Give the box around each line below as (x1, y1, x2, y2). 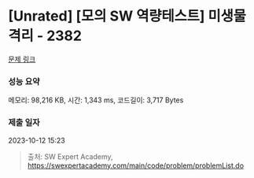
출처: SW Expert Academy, (27, 151, 113, 161)
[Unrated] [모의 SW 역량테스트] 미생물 (8, 7, 246, 25)
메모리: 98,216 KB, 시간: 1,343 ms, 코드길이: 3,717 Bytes (8, 95, 184, 105)
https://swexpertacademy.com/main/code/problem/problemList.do (27, 161, 245, 170)
